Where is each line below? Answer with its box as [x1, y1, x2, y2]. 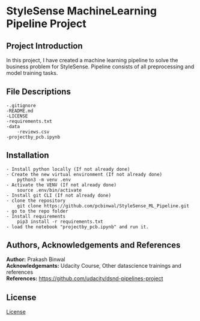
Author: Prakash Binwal [6, 256, 65, 263]
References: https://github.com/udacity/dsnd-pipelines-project [6, 275, 163, 282]
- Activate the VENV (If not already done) [6, 181, 117, 188]
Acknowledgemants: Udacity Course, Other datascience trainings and [6, 262, 182, 269]
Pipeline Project [6, 17, 87, 31]
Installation [6, 150, 49, 160]
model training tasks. [6, 69, 58, 76]
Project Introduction [6, 41, 83, 51]
